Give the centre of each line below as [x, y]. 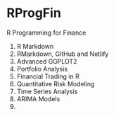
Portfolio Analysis [42, 69]
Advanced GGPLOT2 [47, 61]
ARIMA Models [38, 99]
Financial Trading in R [48, 76]
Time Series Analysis [47, 91]
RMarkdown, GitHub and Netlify [63, 54]
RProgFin [34, 13]
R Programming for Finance [46, 33]
